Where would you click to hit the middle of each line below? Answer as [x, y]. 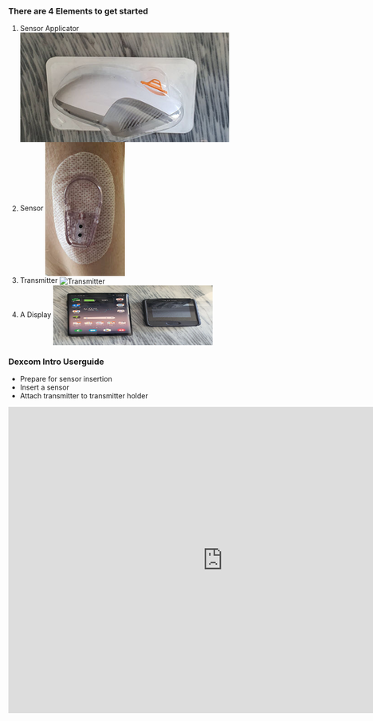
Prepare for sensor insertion [66, 379]
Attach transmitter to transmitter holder [84, 396]
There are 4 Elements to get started [79, 11]
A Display [35, 314]
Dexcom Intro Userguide [56, 362]
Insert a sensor [45, 387]
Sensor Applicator [49, 29]
